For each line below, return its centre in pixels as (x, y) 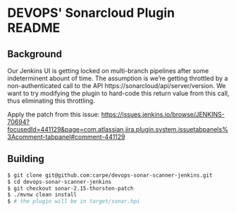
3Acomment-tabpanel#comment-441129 (66, 137)
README (34, 28)
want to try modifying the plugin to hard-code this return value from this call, (118, 93)
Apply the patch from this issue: (54, 114)
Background (35, 54)
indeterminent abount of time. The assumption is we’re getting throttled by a (118, 78)
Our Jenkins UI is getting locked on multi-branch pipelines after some (108, 71)
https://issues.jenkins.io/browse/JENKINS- (163, 114)
